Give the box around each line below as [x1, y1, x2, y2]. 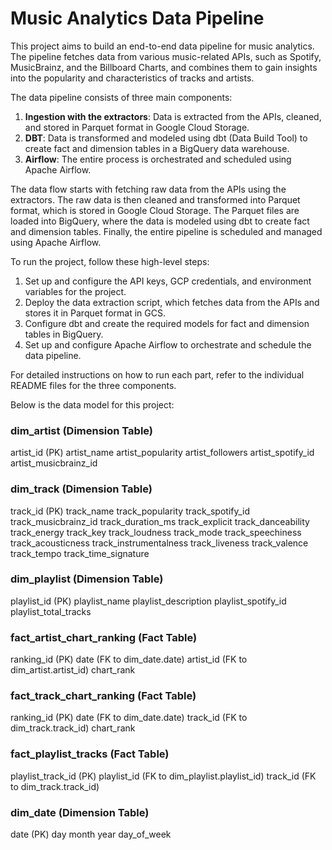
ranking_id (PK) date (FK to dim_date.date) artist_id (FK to [10, 653, 248, 666]
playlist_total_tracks [10, 605, 92, 617]
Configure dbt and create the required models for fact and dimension [24, 317, 310, 329]
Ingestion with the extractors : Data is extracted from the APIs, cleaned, [24, 110, 322, 122]
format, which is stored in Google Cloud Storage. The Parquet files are [10, 204, 300, 216]
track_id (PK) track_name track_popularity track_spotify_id [10, 505, 251, 517]
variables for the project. [24, 285, 127, 297]
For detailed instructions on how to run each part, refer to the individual [10, 368, 305, 381]
